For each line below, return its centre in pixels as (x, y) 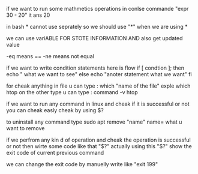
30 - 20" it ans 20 (28, 15)
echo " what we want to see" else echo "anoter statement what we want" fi (99, 74)
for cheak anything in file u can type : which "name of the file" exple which (98, 86)
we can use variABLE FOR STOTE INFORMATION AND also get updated (94, 38)
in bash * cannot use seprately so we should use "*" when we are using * (97, 27)
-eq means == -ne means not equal (50, 56)
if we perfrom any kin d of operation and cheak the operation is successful (98, 140)
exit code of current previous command (55, 153)
